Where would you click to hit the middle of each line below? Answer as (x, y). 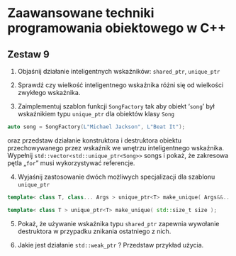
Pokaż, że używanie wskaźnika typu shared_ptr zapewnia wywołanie (118, 223)
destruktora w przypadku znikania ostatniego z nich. (94, 231)
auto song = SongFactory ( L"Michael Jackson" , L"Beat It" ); (96, 127)
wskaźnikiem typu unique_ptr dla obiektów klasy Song (96, 114)
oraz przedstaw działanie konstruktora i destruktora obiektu (95, 140)
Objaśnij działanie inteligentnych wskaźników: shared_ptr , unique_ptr (119, 71)
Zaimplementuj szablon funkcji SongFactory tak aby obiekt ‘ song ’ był (116, 106)
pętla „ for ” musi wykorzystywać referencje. (71, 163)
